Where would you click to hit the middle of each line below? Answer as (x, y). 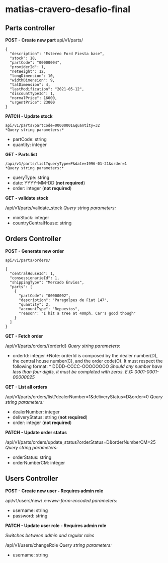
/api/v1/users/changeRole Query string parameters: (59, 545)
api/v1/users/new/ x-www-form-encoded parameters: (61, 500)
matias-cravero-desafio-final (68, 9)
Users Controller (32, 479)
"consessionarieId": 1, (34, 278)
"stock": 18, (23, 58)
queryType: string (31, 177)
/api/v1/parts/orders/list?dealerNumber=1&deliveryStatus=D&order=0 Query (84, 396)
